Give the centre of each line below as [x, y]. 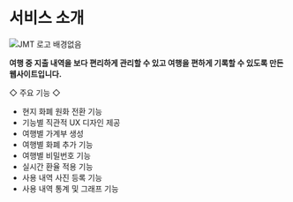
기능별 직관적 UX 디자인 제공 [71, 122]
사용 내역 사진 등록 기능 [62, 177]
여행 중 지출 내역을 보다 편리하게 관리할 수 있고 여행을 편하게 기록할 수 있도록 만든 [146, 63]
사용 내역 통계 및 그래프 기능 [70, 188]
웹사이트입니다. [35, 74]
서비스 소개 [47, 18]
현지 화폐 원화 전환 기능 [62, 111]
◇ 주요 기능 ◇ [35, 93]
